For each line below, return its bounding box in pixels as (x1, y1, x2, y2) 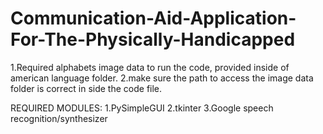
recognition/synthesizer (10, 112, 108, 124)
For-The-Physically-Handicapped (10, 28, 296, 51)
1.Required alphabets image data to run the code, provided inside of (10, 61, 290, 73)
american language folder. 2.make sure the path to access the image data (10, 72, 314, 84)
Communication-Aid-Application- (10, 7, 297, 30)
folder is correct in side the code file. (10, 82, 163, 94)
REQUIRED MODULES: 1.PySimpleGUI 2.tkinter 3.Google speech (10, 102, 274, 114)
